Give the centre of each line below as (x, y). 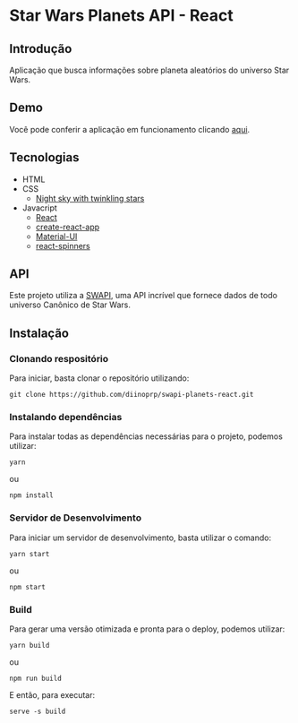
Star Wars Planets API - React (122, 16)
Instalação (39, 333)
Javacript (40, 208)
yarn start (30, 554)
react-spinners (63, 245)
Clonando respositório (59, 358)
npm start (28, 587)
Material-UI (56, 236)
